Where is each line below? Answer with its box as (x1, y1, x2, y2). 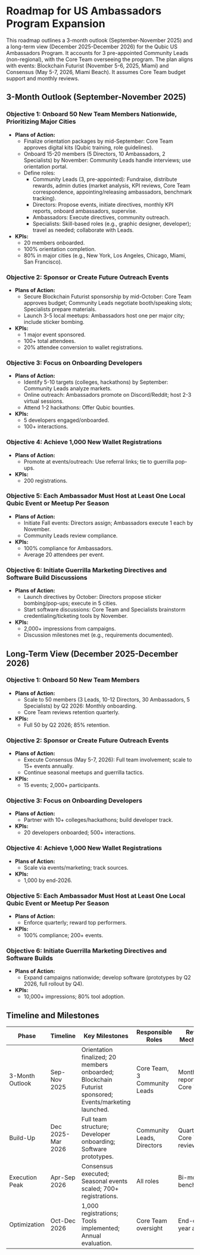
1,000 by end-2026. (23, 877, 73, 884)
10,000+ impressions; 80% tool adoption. (23, 993, 125, 1000)
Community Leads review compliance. (23, 532, 118, 539)
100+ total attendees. (23, 337, 76, 344)
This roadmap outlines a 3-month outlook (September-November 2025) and (6, 36, 193, 44)
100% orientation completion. (23, 245, 96, 252)
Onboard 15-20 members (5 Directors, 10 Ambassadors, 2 (23, 150, 165, 157)
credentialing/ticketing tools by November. (23, 613, 128, 620)
